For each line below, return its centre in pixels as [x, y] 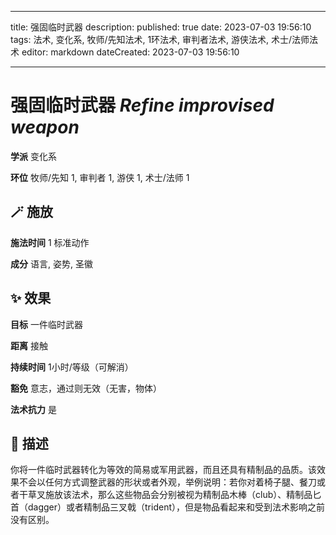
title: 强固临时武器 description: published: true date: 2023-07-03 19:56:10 [161, 27]
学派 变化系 [33, 156]
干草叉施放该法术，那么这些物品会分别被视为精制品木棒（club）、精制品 [165, 495]
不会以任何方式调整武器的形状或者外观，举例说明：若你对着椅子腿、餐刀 [167, 482]
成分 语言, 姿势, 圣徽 [51, 263]
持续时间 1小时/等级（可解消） [72, 367]
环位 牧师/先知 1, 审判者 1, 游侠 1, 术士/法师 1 [100, 177]
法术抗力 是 [33, 409]
